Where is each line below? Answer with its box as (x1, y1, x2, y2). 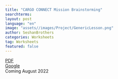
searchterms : (5, 12, 32, 17)
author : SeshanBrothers (5, 30, 54, 35)
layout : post (5, 16, 32, 21)
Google (5, 63, 20, 69)
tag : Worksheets (5, 39, 39, 44)
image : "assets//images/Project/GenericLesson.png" (5, 26, 114, 31)
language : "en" (5, 21, 37, 26)
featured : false (5, 44, 39, 49)
